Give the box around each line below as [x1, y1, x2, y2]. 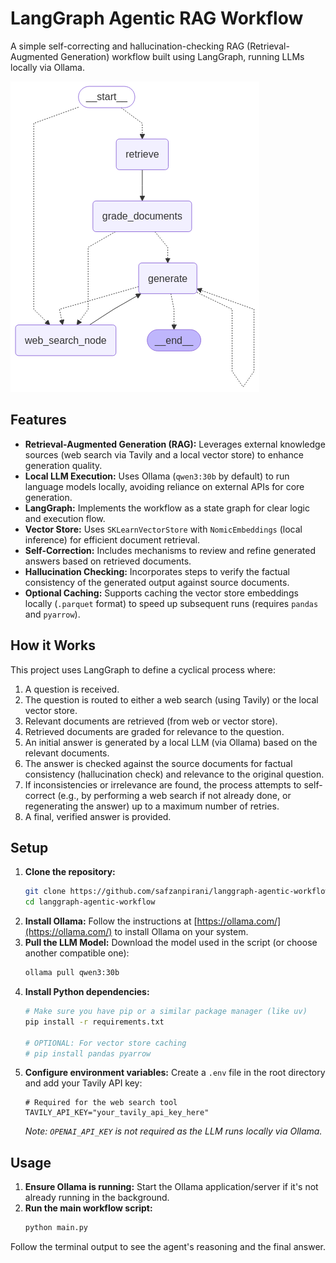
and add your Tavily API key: [24, 1077, 143, 1089]
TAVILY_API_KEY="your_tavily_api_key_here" [24, 1108, 210, 1118]
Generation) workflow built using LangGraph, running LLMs [60, 50, 305, 62]
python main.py [24, 1223, 89, 1233]
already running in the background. [24, 1192, 170, 1204]
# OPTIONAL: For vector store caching [24, 1038, 187, 1048]
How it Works [10, 637, 96, 654]
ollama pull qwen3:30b [24, 968, 120, 978]
